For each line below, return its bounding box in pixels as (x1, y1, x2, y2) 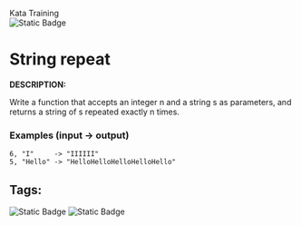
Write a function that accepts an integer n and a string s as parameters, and (9, 96, 292, 107)
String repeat (9, 49, 111, 70)
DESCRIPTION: (9, 79, 66, 90)
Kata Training (9, 8, 60, 18)
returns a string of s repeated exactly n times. (9, 106, 180, 117)
